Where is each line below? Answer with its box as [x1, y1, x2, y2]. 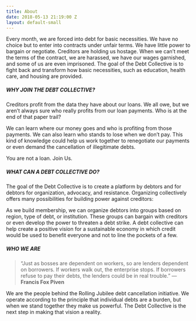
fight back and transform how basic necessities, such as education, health [6, 67, 185, 74]
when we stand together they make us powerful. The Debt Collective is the [6, 302, 186, 309]
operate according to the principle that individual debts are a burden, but [6, 296, 181, 303]
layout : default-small [6, 19, 61, 25]
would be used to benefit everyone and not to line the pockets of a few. [6, 232, 178, 239]
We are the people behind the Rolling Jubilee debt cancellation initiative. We [6, 290, 189, 297]
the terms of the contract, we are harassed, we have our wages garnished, [6, 54, 186, 62]
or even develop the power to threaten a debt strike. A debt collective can [6, 219, 184, 226]
